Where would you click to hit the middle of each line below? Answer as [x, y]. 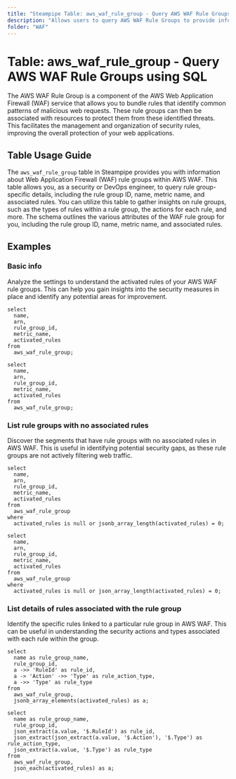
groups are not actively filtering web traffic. [70, 455]
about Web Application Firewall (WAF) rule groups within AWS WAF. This [112, 180]
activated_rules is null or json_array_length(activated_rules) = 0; [117, 591]
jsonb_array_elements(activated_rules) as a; [81, 701]
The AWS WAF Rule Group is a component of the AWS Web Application [110, 96]
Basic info [25, 266]
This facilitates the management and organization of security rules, [104, 126]
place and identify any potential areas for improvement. [87, 296]
